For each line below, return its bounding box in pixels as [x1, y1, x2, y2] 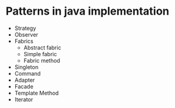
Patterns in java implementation [5, 4, 170, 18]
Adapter [14, 76, 35, 84]
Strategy [14, 24, 36, 32]
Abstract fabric [23, 44, 61, 51]
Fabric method [23, 57, 60, 64]
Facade [14, 82, 34, 90]
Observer [14, 31, 39, 38]
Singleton [14, 63, 39, 71]
